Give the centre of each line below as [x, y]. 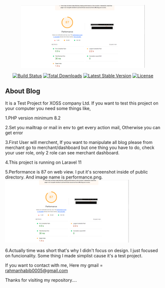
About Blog [23, 91]
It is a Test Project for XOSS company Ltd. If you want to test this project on [82, 103]
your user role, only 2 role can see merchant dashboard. [62, 152]
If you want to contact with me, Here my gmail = [54, 265]
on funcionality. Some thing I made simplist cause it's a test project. [74, 255]
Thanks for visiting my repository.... [41, 280]
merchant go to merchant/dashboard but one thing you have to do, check [80, 147]
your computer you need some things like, [48, 108]
